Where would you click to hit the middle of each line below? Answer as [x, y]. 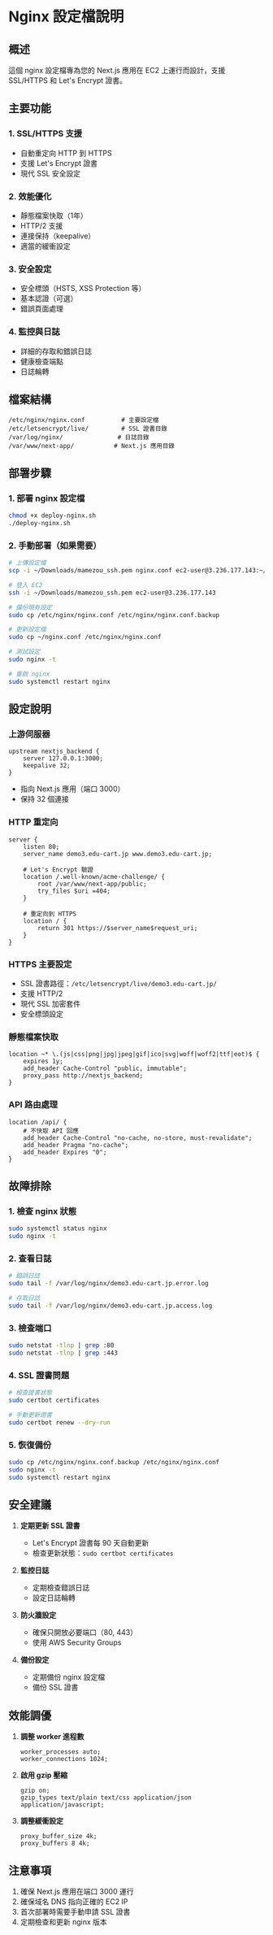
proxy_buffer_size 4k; [58, 1837]
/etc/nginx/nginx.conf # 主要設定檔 [84, 420]
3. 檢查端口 [30, 1328]
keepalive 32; [47, 766]
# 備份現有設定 [30, 607]
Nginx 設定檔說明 [66, 17]
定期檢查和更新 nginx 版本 [63, 1922]
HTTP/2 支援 [41, 225]
